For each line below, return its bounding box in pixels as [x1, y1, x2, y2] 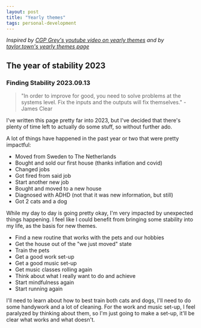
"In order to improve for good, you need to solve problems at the [20, 92, 181, 99]
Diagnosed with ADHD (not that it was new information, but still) [14, 191, 173, 199]
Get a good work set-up [14, 253, 75, 260]
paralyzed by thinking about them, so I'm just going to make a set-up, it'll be [6, 310, 195, 317]
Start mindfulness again [14, 279, 74, 286]
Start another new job [14, 178, 69, 186]
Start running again [14, 285, 63, 292]
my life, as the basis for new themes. [6, 222, 97, 230]
